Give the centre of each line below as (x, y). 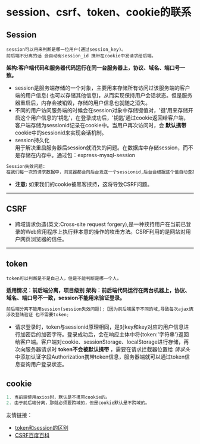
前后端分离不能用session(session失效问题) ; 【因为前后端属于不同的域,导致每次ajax (98, 309)
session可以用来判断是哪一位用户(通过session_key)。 (66, 50)
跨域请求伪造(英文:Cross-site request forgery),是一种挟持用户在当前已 (100, 224)
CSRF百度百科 (32, 435)
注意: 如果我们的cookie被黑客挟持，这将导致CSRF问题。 (84, 184)
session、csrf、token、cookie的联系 (99, 12)
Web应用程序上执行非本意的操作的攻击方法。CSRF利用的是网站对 (106, 231)
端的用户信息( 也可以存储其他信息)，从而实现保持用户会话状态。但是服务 (103, 95)
